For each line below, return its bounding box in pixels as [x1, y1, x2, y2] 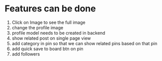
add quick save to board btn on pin [11, 46, 83, 52]
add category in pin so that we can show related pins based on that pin [11, 40, 158, 46]
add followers [11, 51, 40, 57]
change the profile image [11, 24, 64, 30]
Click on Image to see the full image [11, 19, 85, 25]
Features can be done [4, 3, 96, 14]
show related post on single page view [11, 35, 91, 41]
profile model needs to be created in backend [11, 30, 105, 36]
